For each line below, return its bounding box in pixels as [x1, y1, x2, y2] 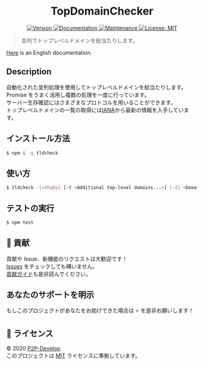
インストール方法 [6, 134, 70, 144]
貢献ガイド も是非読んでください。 [6, 270, 92, 278]
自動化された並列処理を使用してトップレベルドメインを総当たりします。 [6, 83, 187, 90]
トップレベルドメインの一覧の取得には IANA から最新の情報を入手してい [6, 106, 184, 114]
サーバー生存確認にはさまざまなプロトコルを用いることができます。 [6, 98, 176, 106]
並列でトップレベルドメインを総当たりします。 [21, 36, 138, 44]
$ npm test [6, 219, 34, 225]
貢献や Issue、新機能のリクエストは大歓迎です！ [6, 255, 127, 262]
